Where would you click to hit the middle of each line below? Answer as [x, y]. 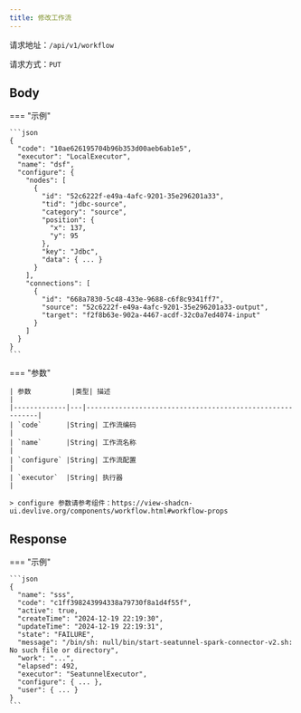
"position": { [68, 220]
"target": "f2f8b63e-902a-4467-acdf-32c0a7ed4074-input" [151, 315]
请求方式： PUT [35, 63]
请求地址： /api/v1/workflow [62, 44]
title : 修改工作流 [41, 18]
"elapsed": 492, [48, 667]
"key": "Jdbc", [71, 252]
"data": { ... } [72, 260]
